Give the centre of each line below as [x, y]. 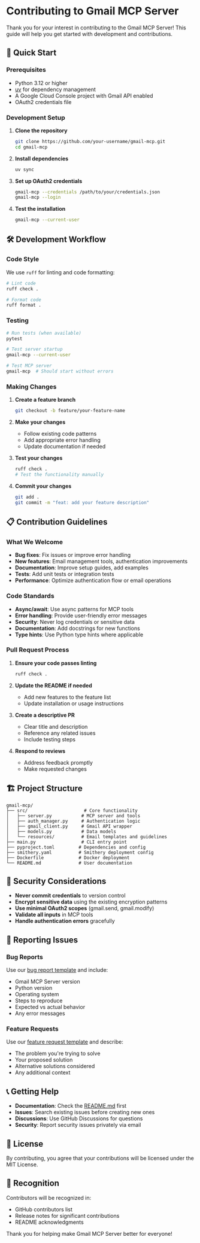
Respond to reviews [40, 751]
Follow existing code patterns [60, 434]
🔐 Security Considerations [56, 881]
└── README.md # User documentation [69, 863]
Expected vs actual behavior [50, 1007]
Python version [34, 988]
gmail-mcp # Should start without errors [60, 372]
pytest [14, 339]
